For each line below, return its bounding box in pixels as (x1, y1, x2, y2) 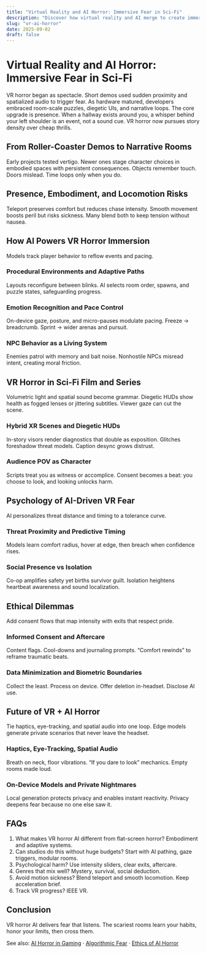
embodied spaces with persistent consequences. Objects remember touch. (6, 164, 197, 172)
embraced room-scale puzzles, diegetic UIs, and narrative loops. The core (6, 105, 194, 112)
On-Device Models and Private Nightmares (6, 780, 137, 789)
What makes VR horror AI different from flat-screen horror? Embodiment (15, 835, 198, 842)
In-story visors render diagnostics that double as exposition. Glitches (6, 436, 181, 443)
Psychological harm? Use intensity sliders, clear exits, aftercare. (15, 860, 177, 868)
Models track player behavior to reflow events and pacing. (6, 252, 154, 259)
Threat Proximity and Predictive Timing (6, 527, 126, 536)
